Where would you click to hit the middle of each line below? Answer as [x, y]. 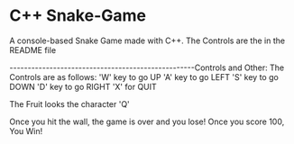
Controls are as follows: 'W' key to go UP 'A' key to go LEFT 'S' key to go [144, 76]
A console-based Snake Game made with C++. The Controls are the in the [147, 40]
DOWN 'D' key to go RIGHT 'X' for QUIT [83, 86]
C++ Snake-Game [78, 16]
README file [33, 49]
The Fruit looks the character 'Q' [70, 103]
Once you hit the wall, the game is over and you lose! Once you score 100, [147, 121]
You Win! [26, 130]
